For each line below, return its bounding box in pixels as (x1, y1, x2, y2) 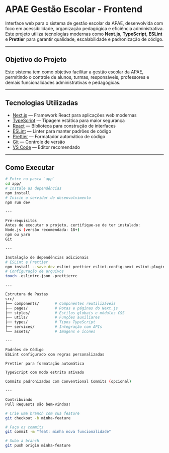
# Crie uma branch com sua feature (5, 411, 80, 416)
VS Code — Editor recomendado (12, 144, 80, 150)
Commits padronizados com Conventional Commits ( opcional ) (5, 379, 132, 384)
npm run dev (5, 200, 30, 205)
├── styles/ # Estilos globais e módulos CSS (5, 310, 125, 315)
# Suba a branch (5, 438, 39, 443)
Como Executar (5, 163, 55, 172)
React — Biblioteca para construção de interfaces (12, 123, 116, 129)
